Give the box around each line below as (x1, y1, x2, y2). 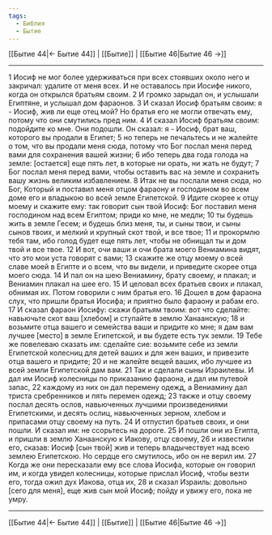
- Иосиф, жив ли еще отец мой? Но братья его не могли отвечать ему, (8, 107, 253, 117)
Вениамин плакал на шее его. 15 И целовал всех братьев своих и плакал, (8, 279, 263, 289)
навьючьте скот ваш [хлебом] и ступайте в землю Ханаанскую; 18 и (8, 314, 245, 323)
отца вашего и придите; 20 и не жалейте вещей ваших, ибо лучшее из (8, 357, 253, 366)
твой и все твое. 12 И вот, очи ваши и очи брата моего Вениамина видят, (8, 245, 261, 255)
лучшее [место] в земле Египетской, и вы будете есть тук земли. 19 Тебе (8, 331, 263, 340)
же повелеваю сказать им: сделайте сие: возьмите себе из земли (8, 340, 239, 349)
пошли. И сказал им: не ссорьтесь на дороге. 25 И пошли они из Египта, (8, 426, 261, 435)
